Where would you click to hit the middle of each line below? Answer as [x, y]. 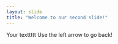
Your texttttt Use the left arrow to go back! [59, 34]
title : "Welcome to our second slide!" [57, 17]
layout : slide [24, 12]
